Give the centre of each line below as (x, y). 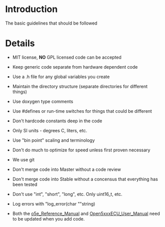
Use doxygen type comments (43, 101)
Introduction (31, 9)
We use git (23, 159)
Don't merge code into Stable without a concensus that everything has (85, 179)
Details (20, 43)
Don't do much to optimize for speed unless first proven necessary (81, 150)
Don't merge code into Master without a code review (66, 169)
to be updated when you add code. (48, 218)
